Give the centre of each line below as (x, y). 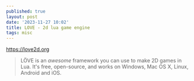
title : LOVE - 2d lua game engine (48, 27)
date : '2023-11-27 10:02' (37, 22)
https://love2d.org (28, 49)
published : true (26, 11)
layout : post (22, 17)
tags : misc (19, 33)
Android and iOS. (41, 73)
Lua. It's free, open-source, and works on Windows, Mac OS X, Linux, (104, 67)
